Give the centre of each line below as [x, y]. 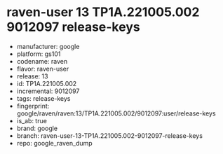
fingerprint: [33, 106]
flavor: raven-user [43, 69]
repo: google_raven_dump [54, 143]
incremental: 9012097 [48, 91]
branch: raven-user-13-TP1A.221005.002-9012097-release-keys [109, 135]
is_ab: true [32, 120]
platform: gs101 [39, 54]
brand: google [37, 128]
